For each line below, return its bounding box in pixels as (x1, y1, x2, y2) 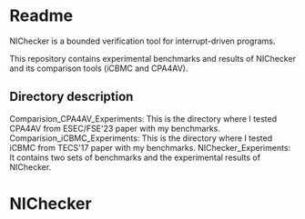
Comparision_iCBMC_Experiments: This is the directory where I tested (9, 133, 273, 144)
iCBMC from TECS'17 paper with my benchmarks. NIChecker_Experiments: (9, 142, 291, 153)
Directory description (9, 89, 134, 105)
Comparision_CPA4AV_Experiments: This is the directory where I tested (9, 113, 278, 124)
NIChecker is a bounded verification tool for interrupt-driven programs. (9, 35, 276, 46)
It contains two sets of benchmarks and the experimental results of (9, 152, 261, 163)
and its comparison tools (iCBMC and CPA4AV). (9, 63, 188, 74)
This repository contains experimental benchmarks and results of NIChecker (9, 53, 296, 64)
